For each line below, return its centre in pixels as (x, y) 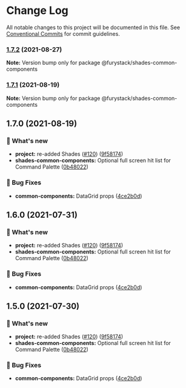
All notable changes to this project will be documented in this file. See (93, 27)
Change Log (37, 11)
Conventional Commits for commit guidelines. (63, 33)
